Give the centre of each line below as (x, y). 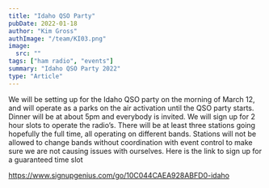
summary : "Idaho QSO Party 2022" (65, 69)
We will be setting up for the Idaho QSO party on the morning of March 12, (132, 99)
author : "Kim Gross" (43, 31)
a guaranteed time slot (46, 160)
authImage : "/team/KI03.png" (57, 38)
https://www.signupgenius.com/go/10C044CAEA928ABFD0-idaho (119, 175)
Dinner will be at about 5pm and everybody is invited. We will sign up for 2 (132, 116)
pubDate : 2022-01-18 (43, 23)
